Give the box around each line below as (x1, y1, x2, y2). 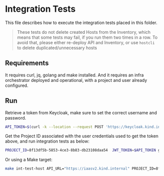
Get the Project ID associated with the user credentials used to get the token (5, 133, 159, 139)
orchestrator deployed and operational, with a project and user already (5, 77, 147, 83)
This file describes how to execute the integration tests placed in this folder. (5, 20, 158, 25)
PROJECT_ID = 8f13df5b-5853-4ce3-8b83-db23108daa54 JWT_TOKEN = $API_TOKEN (5, 148, 156, 153)
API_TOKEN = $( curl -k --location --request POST (5, 124, 104, 129)
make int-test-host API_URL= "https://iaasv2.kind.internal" (5, 166, 130, 171)
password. (5, 115, 26, 121)
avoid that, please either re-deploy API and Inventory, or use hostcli (17, 39, 155, 45)
